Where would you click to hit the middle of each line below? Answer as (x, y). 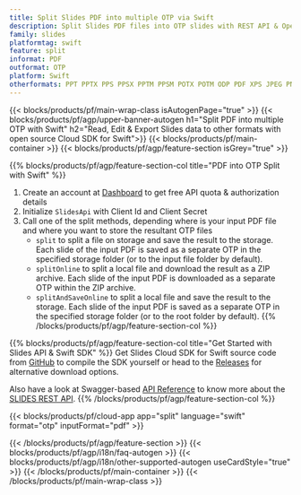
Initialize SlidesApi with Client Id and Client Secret (115, 211)
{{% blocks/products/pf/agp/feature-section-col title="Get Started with (141, 343)
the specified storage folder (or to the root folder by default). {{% (155, 316)
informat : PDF (36, 59)
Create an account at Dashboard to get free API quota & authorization (150, 192)
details (34, 202)
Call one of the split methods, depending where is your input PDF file (149, 221)
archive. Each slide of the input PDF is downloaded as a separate (155, 278)
